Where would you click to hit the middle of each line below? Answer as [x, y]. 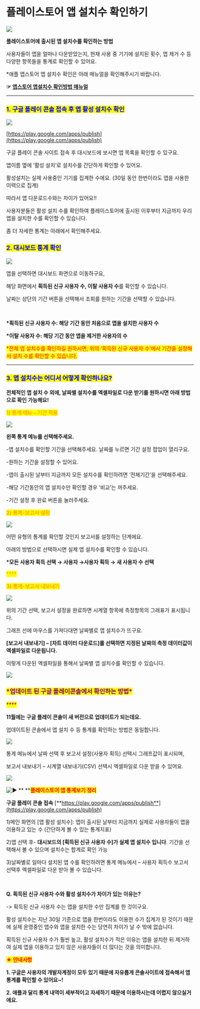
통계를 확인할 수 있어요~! [35, 980]
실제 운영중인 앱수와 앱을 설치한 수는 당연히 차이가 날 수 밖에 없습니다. [93, 927]
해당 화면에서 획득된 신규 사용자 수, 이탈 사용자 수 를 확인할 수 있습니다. [87, 286]
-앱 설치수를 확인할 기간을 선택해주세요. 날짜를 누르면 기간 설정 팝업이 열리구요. [98, 449]
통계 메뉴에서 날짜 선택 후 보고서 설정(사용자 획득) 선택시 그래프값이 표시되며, [95, 754]
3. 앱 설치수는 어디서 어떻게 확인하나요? [59, 378]
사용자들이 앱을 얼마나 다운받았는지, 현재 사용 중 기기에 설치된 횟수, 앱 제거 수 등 [99, 54]
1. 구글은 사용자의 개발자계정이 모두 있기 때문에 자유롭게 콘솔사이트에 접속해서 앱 [98, 973]
